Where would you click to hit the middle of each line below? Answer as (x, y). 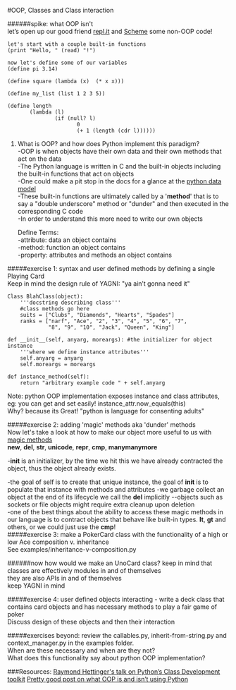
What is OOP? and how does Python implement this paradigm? (108, 144)
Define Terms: (38, 232)
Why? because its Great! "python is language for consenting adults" (106, 411)
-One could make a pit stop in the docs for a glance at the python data (119, 181)
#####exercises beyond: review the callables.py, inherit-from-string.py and (117, 635)
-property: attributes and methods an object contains (95, 255)
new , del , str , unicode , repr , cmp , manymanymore (82, 447)
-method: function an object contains (72, 247)
